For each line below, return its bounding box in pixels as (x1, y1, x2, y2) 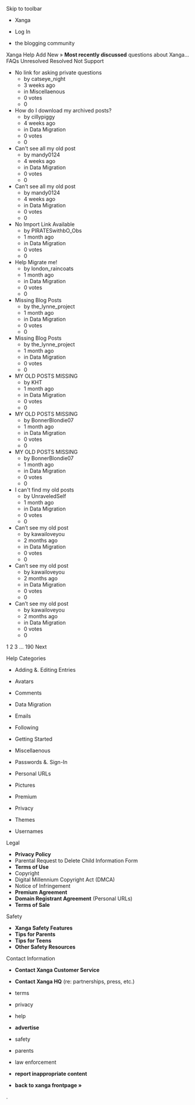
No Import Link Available (14, 221, 76, 228)
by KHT (23, 379, 43, 386)
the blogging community (14, 40, 76, 46)
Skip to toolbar (6, 5, 42, 12)
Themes (14, 816, 36, 823)
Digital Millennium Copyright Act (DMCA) (14, 876, 115, 883)
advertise (14, 1024, 40, 1031)
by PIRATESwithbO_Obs (23, 227, 82, 234)
